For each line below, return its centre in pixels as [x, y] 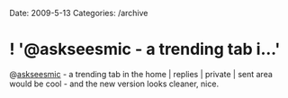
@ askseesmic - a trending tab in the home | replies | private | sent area [141, 74]
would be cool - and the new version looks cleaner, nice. [114, 84]
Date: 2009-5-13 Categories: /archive [79, 13]
